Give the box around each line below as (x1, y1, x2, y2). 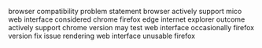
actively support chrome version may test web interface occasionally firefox (8, 23, 254, 32)
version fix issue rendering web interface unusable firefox (8, 31, 195, 40)
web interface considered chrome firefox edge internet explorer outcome (8, 15, 245, 24)
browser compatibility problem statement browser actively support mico (8, 7, 242, 15)
